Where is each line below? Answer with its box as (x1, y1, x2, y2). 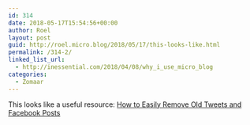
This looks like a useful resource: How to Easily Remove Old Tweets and (8, 100, 242, 109)
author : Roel (8, 26, 51, 34)
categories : (8, 70, 47, 78)
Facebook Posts (8, 108, 61, 117)
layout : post (8, 33, 51, 42)
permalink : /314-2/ (8, 48, 73, 56)
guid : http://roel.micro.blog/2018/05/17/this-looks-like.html (8, 41, 221, 49)
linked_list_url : (8, 56, 65, 64)
